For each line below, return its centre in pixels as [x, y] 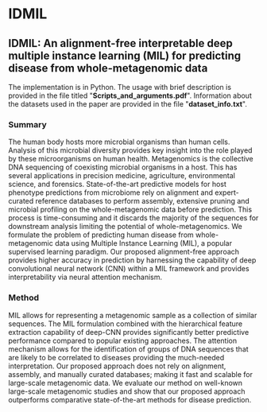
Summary [28, 124]
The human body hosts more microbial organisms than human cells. [119, 142]
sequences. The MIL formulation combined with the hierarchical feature [126, 324]
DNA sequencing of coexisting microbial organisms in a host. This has [123, 167]
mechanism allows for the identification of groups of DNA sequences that [128, 349]
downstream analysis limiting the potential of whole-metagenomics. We [125, 227]
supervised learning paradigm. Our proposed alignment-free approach [124, 252]
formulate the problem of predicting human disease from [101, 235]
